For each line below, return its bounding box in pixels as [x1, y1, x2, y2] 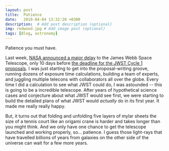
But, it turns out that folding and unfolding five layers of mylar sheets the [5, 113, 157, 119]
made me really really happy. [5, 103, 66, 109]
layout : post [5, 7, 33, 13]
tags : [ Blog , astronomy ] [5, 31, 58, 36]
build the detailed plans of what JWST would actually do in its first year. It [5, 98, 160, 104]
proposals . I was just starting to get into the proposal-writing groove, [5, 65, 149, 71]
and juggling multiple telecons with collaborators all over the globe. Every [5, 77, 159, 82]
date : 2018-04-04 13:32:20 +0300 [5, 17, 81, 22]
